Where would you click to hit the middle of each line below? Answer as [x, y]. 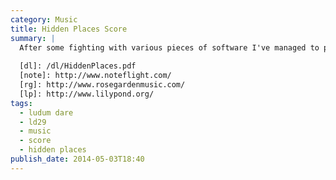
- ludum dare [46, 112]
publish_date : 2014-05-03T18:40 [77, 159]
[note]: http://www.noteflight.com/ [95, 76]
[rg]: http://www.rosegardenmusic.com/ [102, 85]
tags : [21, 103]
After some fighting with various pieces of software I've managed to [169, 47]
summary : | [33, 38]
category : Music [44, 19]
